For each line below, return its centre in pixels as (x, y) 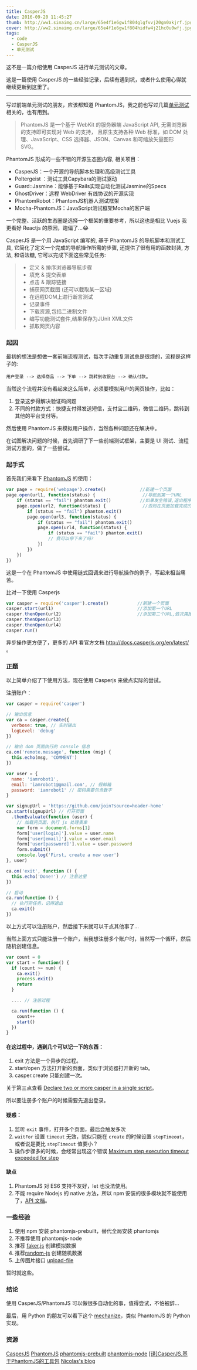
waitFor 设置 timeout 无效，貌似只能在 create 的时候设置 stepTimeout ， (101, 1136)
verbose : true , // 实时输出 (44, 725)
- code (19, 39)
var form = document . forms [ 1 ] (54, 828)
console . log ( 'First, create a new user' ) (68, 855)
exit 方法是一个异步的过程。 (48, 1061)
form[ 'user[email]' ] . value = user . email (67, 839)
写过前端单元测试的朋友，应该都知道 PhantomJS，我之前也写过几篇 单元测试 (98, 105)
